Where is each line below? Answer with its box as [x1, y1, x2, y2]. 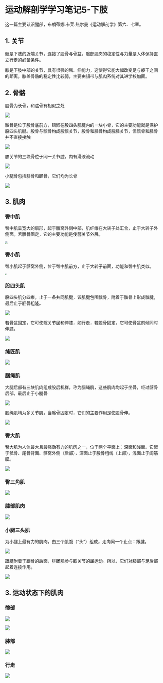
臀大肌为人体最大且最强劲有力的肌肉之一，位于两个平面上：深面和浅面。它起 [5, 444, 158, 450]
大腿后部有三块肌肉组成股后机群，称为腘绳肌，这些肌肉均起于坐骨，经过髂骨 [5, 384, 158, 390]
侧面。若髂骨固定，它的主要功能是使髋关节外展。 [5, 231, 103, 237]
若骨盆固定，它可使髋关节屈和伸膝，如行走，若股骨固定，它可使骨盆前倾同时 [5, 320, 158, 325]
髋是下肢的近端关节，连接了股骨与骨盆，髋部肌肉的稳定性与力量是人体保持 [5, 50, 154, 56]
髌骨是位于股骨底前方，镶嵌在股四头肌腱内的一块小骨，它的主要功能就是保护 [5, 122, 158, 128]
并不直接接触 [5, 134, 31, 140]
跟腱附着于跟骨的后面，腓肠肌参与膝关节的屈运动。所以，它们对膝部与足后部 [5, 558, 158, 564]
